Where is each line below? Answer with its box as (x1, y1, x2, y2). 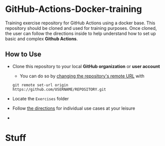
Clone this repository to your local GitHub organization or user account (12, 63, 160, 69)
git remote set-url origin (12, 82, 69, 87)
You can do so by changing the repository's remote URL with (19, 73, 145, 79)
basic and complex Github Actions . (5, 36, 78, 42)
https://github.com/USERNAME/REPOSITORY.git (12, 87, 106, 92)
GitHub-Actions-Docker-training (5, 3, 142, 15)
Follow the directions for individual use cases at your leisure (12, 105, 135, 111)
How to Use (5, 50, 42, 59)
